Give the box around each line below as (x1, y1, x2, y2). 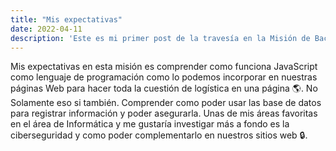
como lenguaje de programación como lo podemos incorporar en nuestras (10, 71, 318, 83)
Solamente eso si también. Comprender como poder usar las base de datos (10, 97, 322, 109)
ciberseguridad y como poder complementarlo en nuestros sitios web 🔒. (10, 129, 308, 141)
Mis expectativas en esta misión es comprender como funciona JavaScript (10, 61, 318, 73)
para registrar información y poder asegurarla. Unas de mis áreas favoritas (10, 107, 318, 120)
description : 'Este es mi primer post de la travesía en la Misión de (10, 33, 311, 43)
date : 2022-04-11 (10, 24, 83, 34)
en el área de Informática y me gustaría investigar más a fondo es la (10, 118, 290, 130)
